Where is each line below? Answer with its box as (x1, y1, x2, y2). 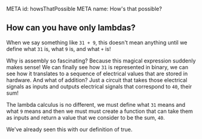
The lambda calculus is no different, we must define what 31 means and (6, 101, 186, 108)
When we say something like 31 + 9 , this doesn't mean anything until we (6, 39, 188, 46)
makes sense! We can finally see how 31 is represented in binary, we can (6, 63, 189, 70)
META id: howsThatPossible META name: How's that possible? (6, 5, 163, 12)
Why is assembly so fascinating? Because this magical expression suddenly (6, 57, 196, 64)
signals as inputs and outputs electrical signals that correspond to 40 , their (6, 83, 192, 90)
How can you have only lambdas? (6, 22, 136, 33)
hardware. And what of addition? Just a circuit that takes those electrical (6, 76, 187, 84)
